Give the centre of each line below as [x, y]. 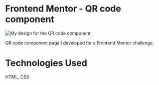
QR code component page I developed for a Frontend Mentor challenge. [80, 42]
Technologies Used [46, 63]
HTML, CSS [17, 77]
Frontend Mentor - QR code [63, 9]
